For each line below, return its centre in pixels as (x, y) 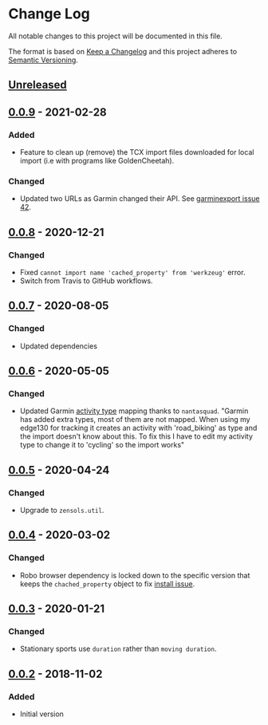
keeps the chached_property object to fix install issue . (107, 584)
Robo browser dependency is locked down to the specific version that (135, 575)
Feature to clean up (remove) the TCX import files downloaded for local (137, 152)
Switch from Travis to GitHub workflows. (86, 281)
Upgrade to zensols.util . (62, 510)
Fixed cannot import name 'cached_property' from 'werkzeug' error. (132, 272)
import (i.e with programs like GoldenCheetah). (97, 161)
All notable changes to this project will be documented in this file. (116, 36)
